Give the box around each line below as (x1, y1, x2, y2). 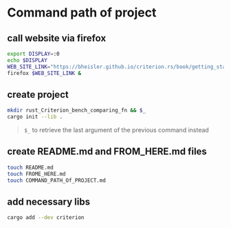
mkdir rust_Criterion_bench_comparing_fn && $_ (7, 107, 146, 114)
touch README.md (7, 164, 54, 171)
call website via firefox (7, 32, 107, 44)
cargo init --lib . (7, 114, 63, 121)
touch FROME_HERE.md (7, 170, 67, 177)
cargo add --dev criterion (7, 214, 85, 221)
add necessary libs (7, 196, 91, 207)
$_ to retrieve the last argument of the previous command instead (23, 126, 210, 134)
